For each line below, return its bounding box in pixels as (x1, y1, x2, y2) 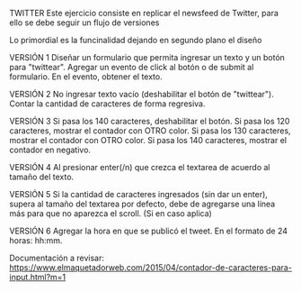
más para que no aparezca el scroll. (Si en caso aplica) (9, 208, 213, 219)
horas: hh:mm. (9, 235, 63, 246)
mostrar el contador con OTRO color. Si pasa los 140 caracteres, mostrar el (9, 135, 288, 145)
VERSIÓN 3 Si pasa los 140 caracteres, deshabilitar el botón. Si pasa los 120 (9, 116, 290, 126)
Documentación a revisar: (9, 252, 105, 263)
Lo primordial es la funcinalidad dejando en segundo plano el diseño (9, 35, 262, 45)
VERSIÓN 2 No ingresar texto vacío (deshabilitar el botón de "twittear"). (9, 89, 274, 99)
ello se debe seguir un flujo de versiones (9, 17, 160, 28)
